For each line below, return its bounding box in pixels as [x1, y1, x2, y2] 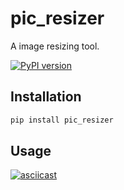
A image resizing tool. [10, 40, 100, 52]
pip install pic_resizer [10, 115, 114, 125]
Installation [10, 88, 82, 106]
